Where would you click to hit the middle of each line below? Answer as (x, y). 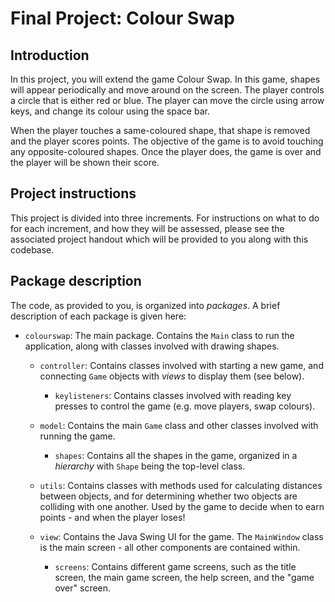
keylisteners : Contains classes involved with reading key (173, 395)
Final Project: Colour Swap (123, 18)
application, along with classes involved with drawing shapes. (152, 346)
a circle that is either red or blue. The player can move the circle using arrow (167, 100)
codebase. (32, 249)
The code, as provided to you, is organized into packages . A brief (145, 305)
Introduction (50, 55)
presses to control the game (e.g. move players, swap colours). (185, 406)
